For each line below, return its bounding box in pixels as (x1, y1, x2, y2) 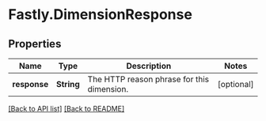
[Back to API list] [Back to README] (8, 104, 125, 113)
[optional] (217, 79, 254, 89)
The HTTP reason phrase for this (87, 74, 210, 85)
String (55, 79, 81, 89)
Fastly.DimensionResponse (8, 6, 192, 24)
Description (126, 61, 172, 71)
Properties (8, 37, 62, 51)
